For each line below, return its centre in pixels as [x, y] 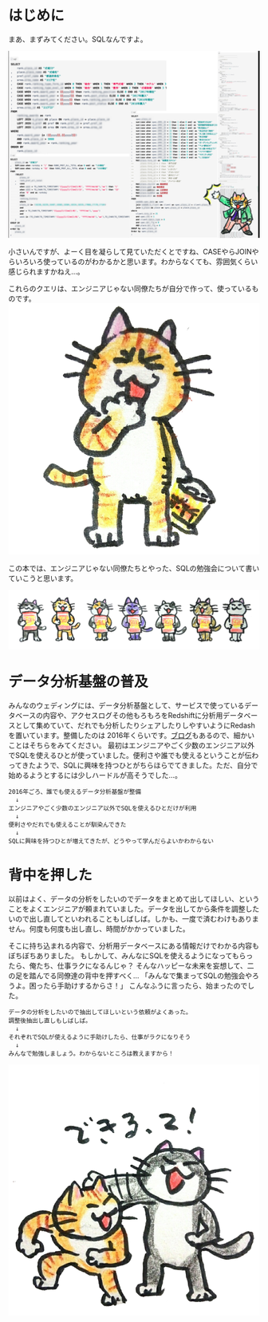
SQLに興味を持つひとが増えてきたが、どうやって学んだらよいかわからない [111, 842]
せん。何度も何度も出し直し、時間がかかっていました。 [99, 929]
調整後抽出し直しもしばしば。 [50, 1020]
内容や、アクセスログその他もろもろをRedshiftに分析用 [133, 716]
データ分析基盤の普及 [79, 682]
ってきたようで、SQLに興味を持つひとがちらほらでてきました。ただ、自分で [133, 765]
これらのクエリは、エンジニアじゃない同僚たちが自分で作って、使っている [130, 288]
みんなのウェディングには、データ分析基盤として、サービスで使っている [126, 705]
